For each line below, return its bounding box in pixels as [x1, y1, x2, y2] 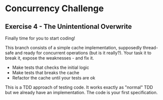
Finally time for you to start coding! [5, 35, 76, 41]
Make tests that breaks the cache [12, 70, 80, 76]
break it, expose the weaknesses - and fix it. [5, 55, 94, 61]
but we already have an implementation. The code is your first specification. [5, 90, 158, 95]
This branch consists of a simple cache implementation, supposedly [5, 45, 142, 50]
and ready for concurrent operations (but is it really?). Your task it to [15, 50, 152, 56]
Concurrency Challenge [5, 3, 104, 14]
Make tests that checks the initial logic [12, 64, 89, 70]
